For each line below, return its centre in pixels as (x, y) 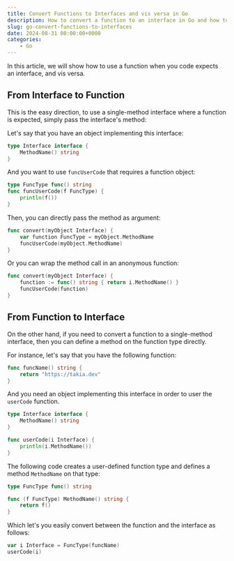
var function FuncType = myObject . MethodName (87, 237)
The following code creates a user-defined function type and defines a (109, 466)
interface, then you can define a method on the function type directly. (107, 341)
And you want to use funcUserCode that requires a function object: (101, 172)
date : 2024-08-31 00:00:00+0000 (54, 33)
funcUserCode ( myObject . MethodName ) (71, 244)
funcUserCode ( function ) (54, 289)
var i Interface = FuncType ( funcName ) (63, 546)
